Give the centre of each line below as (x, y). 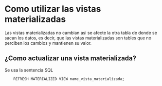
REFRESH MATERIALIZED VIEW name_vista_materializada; (69, 79)
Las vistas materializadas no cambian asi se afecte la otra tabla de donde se (81, 33)
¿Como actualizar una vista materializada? (71, 59)
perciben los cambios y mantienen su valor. (48, 43)
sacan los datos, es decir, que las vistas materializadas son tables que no (78, 38)
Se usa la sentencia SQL (29, 70)
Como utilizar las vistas (53, 9)
